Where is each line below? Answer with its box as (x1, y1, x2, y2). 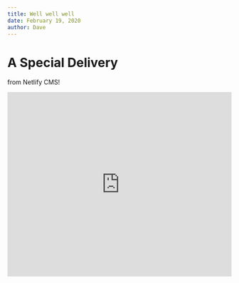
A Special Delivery (7, 54, 119, 71)
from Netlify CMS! (7, 78, 60, 86)
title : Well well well (7, 10, 75, 18)
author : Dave (7, 24, 46, 31)
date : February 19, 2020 (7, 17, 81, 24)
